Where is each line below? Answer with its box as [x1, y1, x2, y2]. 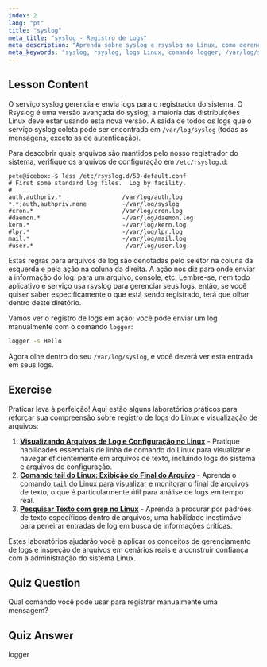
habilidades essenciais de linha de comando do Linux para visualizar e [19, 444, 251, 454]
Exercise [8, 383, 52, 397]
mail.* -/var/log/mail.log [8, 235, 187, 242]
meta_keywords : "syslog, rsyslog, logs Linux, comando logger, [8, 48, 222, 56]
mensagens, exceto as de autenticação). [8, 133, 141, 142]
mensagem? [8, 606, 49, 615]
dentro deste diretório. [8, 297, 82, 307]
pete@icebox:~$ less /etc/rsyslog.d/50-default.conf [8, 172, 187, 180]
